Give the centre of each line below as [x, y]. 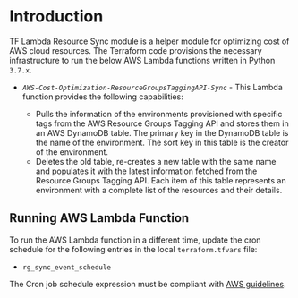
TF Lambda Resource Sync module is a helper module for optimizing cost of [149, 41]
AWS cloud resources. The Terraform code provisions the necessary [136, 50]
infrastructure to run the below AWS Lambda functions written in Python [142, 60]
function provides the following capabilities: [102, 97]
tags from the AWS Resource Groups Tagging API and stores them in [162, 123]
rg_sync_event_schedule [67, 267]
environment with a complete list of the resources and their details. [159, 190]
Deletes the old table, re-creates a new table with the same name [156, 161]
